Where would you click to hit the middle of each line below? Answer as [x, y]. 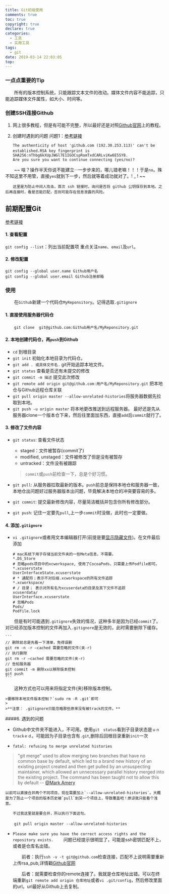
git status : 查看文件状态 [38, 440]
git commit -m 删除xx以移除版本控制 [40, 670]
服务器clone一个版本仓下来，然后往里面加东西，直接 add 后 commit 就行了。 [88, 415]
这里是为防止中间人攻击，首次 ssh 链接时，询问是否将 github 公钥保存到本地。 [86, 186]
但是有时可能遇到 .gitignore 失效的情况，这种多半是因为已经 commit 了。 [87, 621]
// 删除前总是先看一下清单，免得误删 [39, 643]
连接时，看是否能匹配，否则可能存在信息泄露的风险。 [60, 192]
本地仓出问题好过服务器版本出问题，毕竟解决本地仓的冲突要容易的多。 [86, 491]
